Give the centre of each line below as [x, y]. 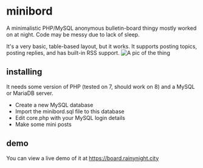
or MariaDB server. [30, 93]
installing [24, 72]
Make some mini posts [43, 124]
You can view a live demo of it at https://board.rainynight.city [83, 158]
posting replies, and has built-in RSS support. [63, 52]
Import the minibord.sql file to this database [70, 111]
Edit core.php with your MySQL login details [70, 117]
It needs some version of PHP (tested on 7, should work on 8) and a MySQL [101, 86]
